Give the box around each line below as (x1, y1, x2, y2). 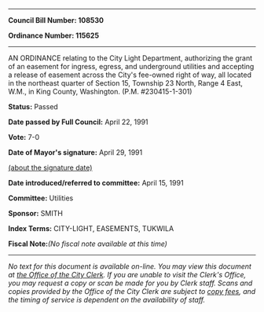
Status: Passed (8, 102, 59, 111)
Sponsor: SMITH (8, 209, 63, 218)
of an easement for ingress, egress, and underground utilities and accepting (8, 62, 255, 71)
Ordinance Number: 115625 (8, 31, 100, 40)
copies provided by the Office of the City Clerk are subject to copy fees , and (8, 287, 256, 295)
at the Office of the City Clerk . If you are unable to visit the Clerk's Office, (8, 270, 247, 279)
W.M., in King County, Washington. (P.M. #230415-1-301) (8, 87, 192, 96)
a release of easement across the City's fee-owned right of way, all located (8, 70, 251, 79)
